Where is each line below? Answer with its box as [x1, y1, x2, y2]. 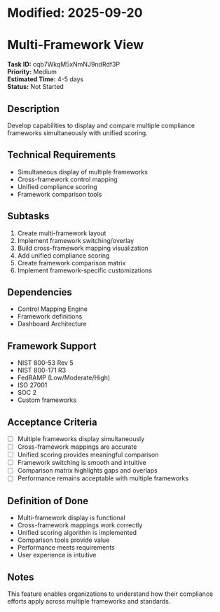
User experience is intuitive [17, 551, 97, 559]
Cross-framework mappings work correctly [17, 521, 143, 529]
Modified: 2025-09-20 [7, 5, 143, 21]
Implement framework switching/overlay [17, 236, 135, 244]
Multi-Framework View [7, 37, 144, 53]
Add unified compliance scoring [17, 251, 110, 260]
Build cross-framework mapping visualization [17, 244, 149, 252]
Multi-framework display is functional [17, 513, 126, 522]
